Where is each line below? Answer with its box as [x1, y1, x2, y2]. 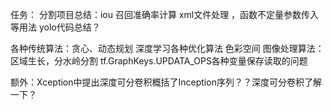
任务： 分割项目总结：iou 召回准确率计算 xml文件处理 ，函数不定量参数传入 [10, 9, 320, 20]
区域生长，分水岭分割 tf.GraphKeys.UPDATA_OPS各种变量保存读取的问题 [10, 55, 308, 67]
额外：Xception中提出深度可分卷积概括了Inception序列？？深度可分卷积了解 [10, 76, 322, 88]
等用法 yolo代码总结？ [10, 21, 101, 33]
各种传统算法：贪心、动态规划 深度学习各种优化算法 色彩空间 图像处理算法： [10, 43, 325, 54]
